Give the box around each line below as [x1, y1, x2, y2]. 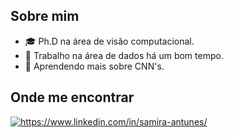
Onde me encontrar [10, 89, 135, 106]
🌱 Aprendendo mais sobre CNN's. [24, 60, 165, 72]
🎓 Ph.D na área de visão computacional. [24, 35, 195, 47]
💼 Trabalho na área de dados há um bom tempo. [24, 49, 224, 61]
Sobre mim [10, 8, 80, 25]
